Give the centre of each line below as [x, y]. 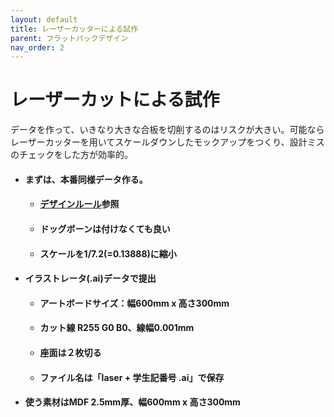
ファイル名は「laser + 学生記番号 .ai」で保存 [132, 377]
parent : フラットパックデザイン [69, 38]
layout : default [44, 19]
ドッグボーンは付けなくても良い [105, 228]
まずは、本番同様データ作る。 [86, 179]
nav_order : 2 [37, 47]
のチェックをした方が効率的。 [71, 155]
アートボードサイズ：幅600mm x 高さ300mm [134, 303]
